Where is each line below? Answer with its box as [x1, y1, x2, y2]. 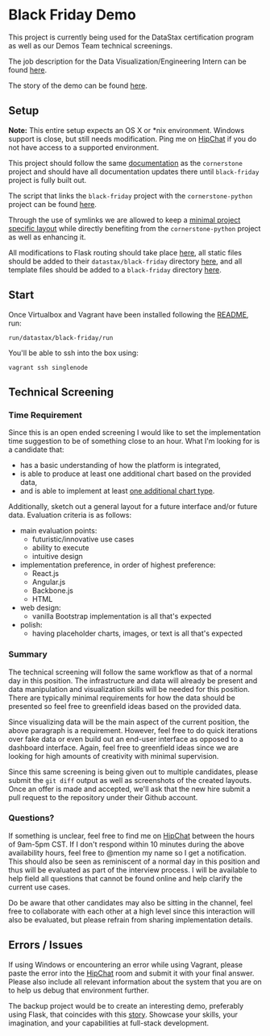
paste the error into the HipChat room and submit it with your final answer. [8, 968, 255, 978]
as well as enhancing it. [8, 232, 86, 242]
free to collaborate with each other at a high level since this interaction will [8, 906, 255, 916]
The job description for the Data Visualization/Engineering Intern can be [8, 56, 247, 66]
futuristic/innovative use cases [31, 534, 135, 545]
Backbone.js [31, 586, 74, 595]
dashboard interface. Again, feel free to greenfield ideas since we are [8, 743, 239, 752]
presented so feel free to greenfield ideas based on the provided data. [8, 701, 242, 711]
